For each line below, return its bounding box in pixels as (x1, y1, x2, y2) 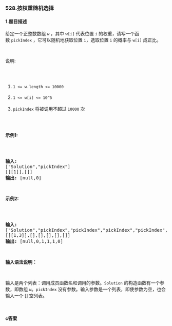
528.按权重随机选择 (5, 4, 54, 11)
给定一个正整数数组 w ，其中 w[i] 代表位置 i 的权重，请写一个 (5, 31, 135, 37)
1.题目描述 (5, 18, 27, 24)
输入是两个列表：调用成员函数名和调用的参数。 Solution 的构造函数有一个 (5, 280, 160, 286)
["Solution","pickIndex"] (5, 164, 71, 170)
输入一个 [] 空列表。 (5, 293, 48, 299)
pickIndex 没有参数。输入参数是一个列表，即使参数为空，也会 (35, 286, 166, 293)
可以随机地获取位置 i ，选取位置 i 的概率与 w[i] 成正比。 (42, 37, 161, 43)
